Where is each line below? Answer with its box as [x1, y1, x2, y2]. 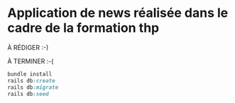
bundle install [7, 71, 53, 78]
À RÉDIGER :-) [7, 43, 49, 51]
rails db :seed [7, 90, 50, 97]
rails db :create [7, 77, 55, 84]
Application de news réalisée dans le [7, 5, 229, 21]
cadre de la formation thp [7, 20, 160, 36]
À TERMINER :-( [7, 56, 54, 65]
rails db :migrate [7, 83, 59, 91]
